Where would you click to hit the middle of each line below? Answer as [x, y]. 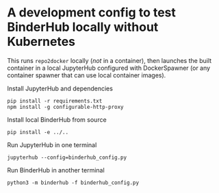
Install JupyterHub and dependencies [60, 88]
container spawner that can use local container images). [87, 75]
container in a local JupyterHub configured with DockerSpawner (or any [109, 68]
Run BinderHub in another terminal [56, 170]
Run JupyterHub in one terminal [52, 144]
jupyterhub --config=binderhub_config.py [67, 157]
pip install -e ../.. [38, 132]
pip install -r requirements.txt [55, 101]
